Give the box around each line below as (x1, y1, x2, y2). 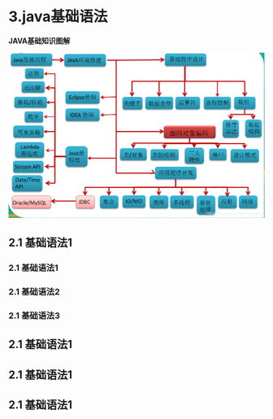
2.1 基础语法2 (8, 286, 60, 297)
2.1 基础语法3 (8, 310, 61, 321)
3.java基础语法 (8, 7, 108, 26)
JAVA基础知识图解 (8, 36, 71, 46)
